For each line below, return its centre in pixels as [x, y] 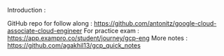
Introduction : [27, 10]
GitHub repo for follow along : [50, 23]
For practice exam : [112, 31]
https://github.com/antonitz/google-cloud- [155, 23]
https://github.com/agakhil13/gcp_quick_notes [74, 45]
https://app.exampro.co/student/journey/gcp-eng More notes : [97, 38]
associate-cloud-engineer [45, 31]
